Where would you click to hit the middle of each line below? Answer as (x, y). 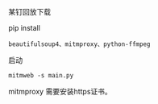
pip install (24, 28)
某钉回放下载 (29, 12)
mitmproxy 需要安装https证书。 (60, 92)
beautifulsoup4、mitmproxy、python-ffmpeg (79, 44)
